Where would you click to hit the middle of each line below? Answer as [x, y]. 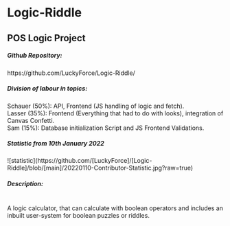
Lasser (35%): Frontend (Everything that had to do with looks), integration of [115, 113]
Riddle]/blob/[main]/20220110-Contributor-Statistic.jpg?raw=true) [100, 168]
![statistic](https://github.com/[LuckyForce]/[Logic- [80, 161]
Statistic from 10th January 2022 [56, 144]
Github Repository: [35, 56]
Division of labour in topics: [47, 89]
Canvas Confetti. [31, 120]
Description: [25, 184]
